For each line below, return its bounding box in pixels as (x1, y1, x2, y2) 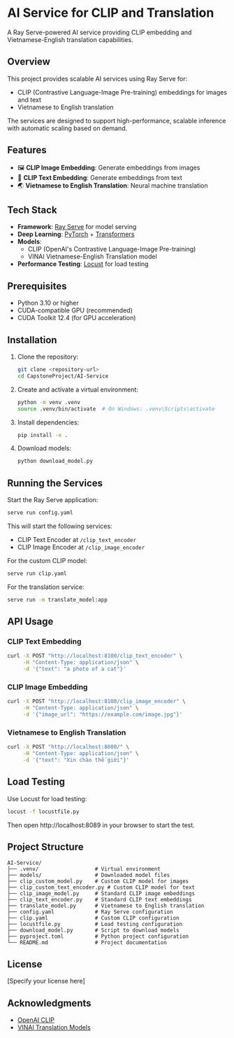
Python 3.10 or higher (17, 299, 79, 307)
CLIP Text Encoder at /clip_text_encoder (17, 535, 137, 544)
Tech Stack (7, 204, 57, 216)
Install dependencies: (17, 418, 80, 427)
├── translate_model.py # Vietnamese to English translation (7, 902, 205, 910)
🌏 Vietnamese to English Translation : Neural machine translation (17, 181, 208, 190)
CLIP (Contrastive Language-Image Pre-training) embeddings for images (17, 88, 228, 96)
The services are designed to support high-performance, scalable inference (7, 116, 226, 125)
